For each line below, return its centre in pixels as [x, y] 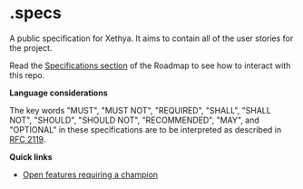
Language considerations [59, 93]
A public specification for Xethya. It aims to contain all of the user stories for [151, 38]
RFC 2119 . [28, 139]
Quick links [31, 156]
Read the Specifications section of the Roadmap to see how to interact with [150, 65]
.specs [35, 13]
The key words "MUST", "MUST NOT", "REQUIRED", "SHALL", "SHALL [141, 110]
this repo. [27, 75]
